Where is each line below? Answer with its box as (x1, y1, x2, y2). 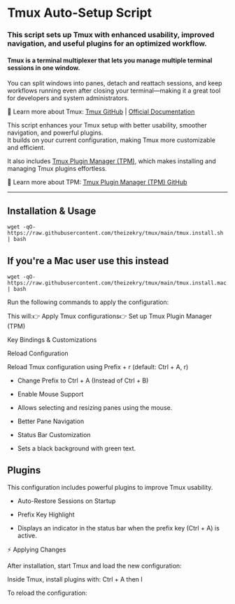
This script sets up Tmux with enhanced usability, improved (7, 30, 215, 40)
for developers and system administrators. (7, 94, 129, 102)
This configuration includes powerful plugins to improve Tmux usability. (7, 483, 213, 491)
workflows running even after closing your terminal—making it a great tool (7, 86, 221, 95)
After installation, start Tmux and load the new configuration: (7, 561, 182, 570)
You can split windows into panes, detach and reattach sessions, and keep (7, 79, 222, 88)
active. (17, 531, 37, 540)
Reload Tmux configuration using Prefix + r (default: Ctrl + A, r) (7, 362, 189, 371)
